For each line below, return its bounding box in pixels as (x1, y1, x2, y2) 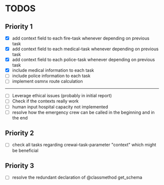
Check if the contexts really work (12, 98, 79, 104)
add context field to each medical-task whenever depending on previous (12, 46, 159, 52)
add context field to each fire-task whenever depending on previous (12, 35, 150, 41)
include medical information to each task (12, 67, 94, 73)
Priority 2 (5, 129, 34, 137)
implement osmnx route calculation (12, 79, 83, 84)
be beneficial (12, 147, 39, 153)
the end (12, 115, 28, 121)
